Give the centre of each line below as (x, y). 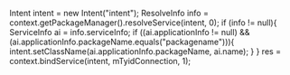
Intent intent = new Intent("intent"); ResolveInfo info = (109, 13)
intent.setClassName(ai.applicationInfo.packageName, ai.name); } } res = (145, 52)
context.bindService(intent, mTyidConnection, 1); (100, 61)
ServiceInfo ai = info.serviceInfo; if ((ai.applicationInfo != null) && (130, 32)
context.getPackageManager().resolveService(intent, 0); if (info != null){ (143, 23)
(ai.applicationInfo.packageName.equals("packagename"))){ (122, 42)
